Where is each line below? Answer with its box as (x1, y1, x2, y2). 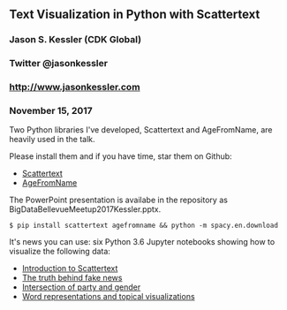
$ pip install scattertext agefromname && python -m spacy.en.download (9, 221, 278, 231)
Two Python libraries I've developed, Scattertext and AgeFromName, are (9, 125, 273, 135)
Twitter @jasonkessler (9, 57, 109, 70)
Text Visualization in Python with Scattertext (9, 7, 261, 22)
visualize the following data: (9, 246, 110, 257)
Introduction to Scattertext (21, 263, 118, 274)
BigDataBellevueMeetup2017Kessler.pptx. (9, 204, 162, 215)
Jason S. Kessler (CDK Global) (9, 34, 142, 46)
